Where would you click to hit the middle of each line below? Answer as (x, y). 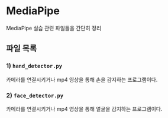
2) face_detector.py (35, 95)
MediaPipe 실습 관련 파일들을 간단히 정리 (54, 28)
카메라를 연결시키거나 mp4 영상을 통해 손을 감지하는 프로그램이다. (82, 79)
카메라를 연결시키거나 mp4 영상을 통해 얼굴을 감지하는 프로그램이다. (84, 109)
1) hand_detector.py (34, 66)
